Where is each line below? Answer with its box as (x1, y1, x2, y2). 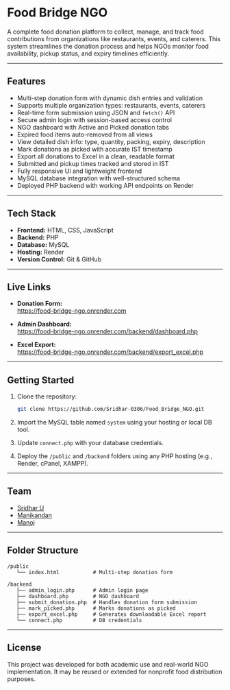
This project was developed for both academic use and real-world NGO (7, 660, 209, 668)
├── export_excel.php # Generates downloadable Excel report (16, 610, 207, 618)
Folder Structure (7, 545, 79, 556)
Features (7, 75, 46, 87)
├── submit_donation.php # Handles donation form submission (16, 599, 197, 606)
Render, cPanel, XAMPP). (16, 460, 89, 468)
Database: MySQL (16, 240, 70, 248)
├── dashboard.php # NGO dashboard (16, 593, 139, 599)
